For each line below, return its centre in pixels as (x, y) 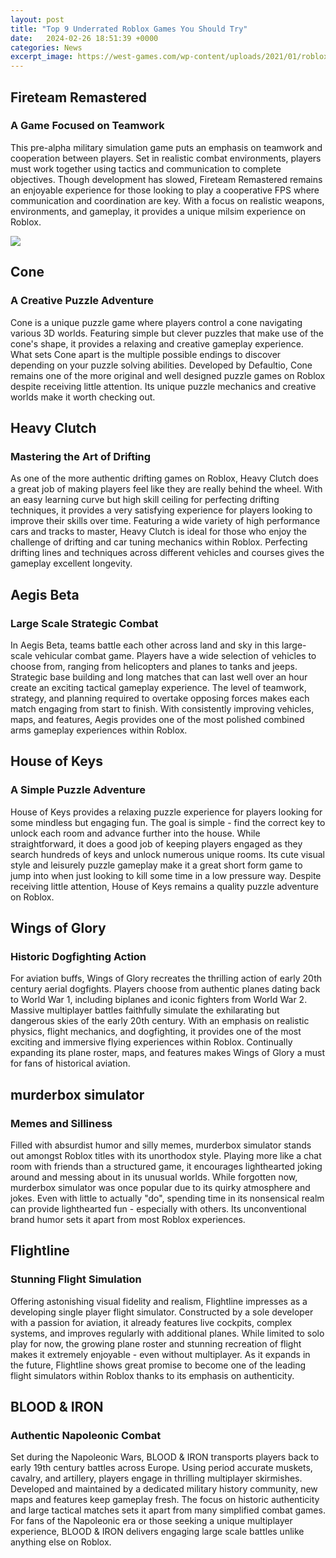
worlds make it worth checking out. (83, 397)
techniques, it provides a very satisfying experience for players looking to (161, 510)
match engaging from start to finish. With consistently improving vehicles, (162, 708)
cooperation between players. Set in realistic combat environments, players (166, 158)
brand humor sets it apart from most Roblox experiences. (128, 1219)
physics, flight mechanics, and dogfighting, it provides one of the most (156, 1032)
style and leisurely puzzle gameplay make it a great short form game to (156, 865)
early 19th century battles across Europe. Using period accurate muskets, (161, 1468)
